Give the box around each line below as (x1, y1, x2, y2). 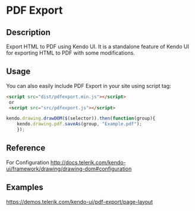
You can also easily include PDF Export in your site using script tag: (6, 82, 171, 89)
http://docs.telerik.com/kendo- (50, 159, 126, 166)
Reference (6, 143, 46, 153)
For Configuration (6, 159, 49, 166)
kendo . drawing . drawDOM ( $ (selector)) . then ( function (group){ (6, 115, 156, 122)
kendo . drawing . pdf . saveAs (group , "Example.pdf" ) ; (17, 121, 143, 127)
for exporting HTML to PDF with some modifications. (6, 49, 136, 56)
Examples (6, 182, 43, 193)
